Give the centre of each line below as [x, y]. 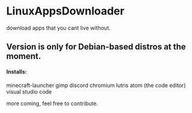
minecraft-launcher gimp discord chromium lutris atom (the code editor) [96, 85]
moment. [24, 56]
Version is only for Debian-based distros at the [96, 47]
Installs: [17, 71]
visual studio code [29, 91]
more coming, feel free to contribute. [52, 103]
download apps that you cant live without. [58, 28]
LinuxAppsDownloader [65, 11]
